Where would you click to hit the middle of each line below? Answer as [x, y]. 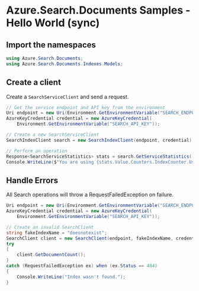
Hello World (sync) [53, 23]
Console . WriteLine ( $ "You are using [50, 162]
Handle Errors [32, 180]
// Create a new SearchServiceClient [53, 135]
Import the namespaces [51, 45]
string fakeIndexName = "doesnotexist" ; [57, 233]
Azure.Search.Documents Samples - [98, 10]
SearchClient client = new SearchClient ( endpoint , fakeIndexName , [90, 238]
